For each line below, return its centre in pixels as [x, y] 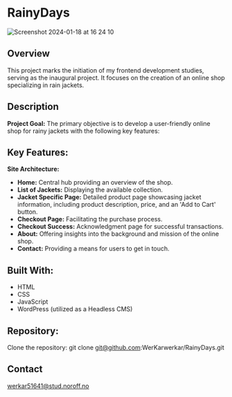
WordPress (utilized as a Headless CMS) [75, 309]
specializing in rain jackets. [46, 85]
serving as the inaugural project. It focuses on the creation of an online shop [116, 77]
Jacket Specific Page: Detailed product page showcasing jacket [109, 197]
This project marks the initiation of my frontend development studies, [106, 70]
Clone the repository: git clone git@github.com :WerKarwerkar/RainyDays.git [116, 348]
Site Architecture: [33, 169]
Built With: [30, 270]
